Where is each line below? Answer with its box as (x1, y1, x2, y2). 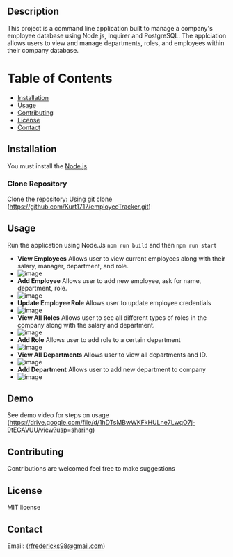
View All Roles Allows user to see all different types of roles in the (17, 313, 207, 322)
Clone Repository (7, 179, 67, 188)
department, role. (17, 284, 67, 292)
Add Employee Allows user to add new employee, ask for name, (17, 276, 202, 284)
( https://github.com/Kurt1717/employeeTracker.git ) (7, 202, 151, 211)
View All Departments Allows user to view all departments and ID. (17, 350, 208, 359)
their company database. (7, 46, 79, 54)
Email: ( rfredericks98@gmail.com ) (7, 542, 106, 550)
